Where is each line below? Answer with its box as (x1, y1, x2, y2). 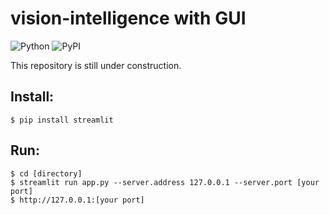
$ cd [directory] (10, 168, 83, 179)
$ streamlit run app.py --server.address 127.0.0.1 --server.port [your (10, 177, 320, 187)
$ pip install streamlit (10, 115, 114, 125)
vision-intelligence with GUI (10, 7, 247, 30)
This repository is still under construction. (10, 59, 182, 71)
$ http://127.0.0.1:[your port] (10, 195, 145, 205)
